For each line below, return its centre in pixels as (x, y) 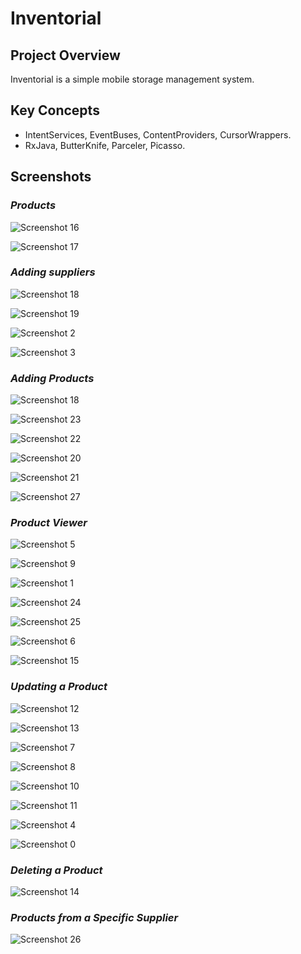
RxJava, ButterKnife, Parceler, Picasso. (105, 145)
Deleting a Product (56, 870)
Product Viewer (49, 523)
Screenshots (51, 177)
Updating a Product (59, 687)
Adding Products (52, 378)
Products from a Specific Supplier (94, 917)
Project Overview (65, 55)
